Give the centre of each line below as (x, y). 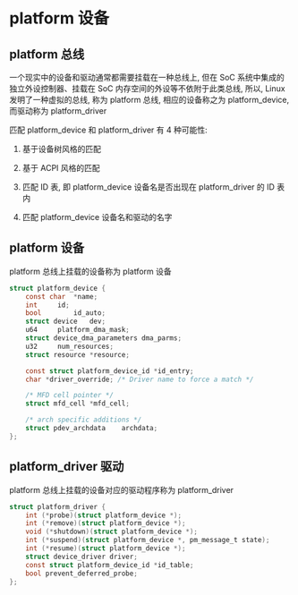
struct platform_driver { (57, 506)
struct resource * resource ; (77, 354)
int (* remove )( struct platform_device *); (106, 523)
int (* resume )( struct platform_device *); (106, 548)
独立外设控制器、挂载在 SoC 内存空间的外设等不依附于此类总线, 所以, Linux (147, 89)
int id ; (47, 305)
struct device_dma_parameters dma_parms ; (103, 338)
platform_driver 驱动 (67, 467)
